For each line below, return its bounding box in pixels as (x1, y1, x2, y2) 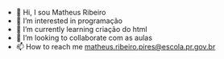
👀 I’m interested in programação (15, 16, 123, 26)
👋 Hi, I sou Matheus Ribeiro (15, 8, 106, 17)
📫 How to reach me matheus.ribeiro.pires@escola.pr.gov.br (15, 42, 216, 51)
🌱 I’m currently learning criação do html (15, 25, 147, 33)
